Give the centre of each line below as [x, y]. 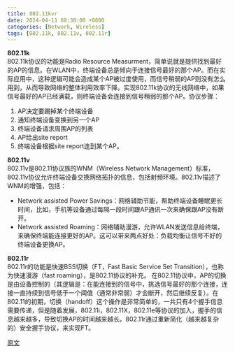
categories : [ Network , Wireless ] [56, 27]
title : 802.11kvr [33, 14]
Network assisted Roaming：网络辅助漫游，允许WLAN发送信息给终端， [120, 227]
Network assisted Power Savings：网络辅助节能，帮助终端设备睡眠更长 [120, 201]
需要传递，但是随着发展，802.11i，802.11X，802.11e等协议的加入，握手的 [112, 310]
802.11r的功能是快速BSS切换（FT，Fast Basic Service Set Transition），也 [113, 267]
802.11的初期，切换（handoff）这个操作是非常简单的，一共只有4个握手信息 [115, 302]
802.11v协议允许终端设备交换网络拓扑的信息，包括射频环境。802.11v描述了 [114, 177]
